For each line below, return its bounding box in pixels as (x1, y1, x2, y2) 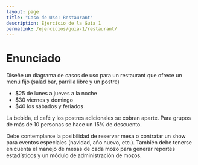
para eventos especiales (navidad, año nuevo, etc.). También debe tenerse (6, 139, 192, 146)
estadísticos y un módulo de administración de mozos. (6, 152, 142, 159)
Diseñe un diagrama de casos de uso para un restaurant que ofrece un (6, 72, 182, 79)
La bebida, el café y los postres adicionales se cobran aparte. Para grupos (6, 114, 191, 121)
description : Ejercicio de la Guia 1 (6, 20, 101, 26)
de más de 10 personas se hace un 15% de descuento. (6, 121, 142, 128)
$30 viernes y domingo (14, 96, 74, 103)
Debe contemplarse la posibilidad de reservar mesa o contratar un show (6, 132, 186, 140)
